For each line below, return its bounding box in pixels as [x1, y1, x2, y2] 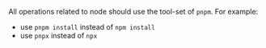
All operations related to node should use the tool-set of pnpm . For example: [8, 7, 259, 16]
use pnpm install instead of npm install [19, 22, 155, 31]
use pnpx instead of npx [19, 31, 98, 40]
